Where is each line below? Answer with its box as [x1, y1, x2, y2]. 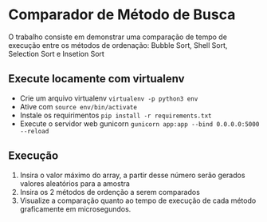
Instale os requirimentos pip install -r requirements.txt [19, 110, 212, 120]
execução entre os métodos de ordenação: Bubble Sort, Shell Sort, [8, 40, 228, 50]
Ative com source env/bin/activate [19, 101, 138, 111]
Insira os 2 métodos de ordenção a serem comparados [19, 187, 201, 196]
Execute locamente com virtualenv [8, 72, 185, 85]
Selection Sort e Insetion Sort [8, 49, 105, 58]
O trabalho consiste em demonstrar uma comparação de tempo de [8, 32, 227, 42]
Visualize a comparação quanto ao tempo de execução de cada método [19, 196, 257, 205]
